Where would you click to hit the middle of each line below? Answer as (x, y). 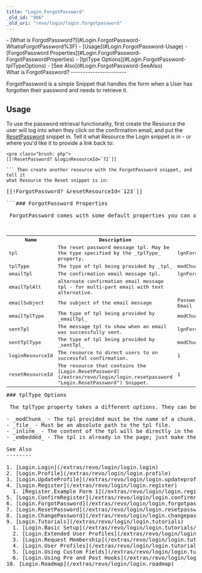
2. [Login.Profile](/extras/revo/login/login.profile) (89, 473)
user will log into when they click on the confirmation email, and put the (95, 130)
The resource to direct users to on (108, 353)
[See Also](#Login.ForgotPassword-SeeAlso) (107, 66)
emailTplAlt (25, 287)
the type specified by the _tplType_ (109, 253)
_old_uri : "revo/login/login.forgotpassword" (64, 23)
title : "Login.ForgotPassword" (45, 12)
